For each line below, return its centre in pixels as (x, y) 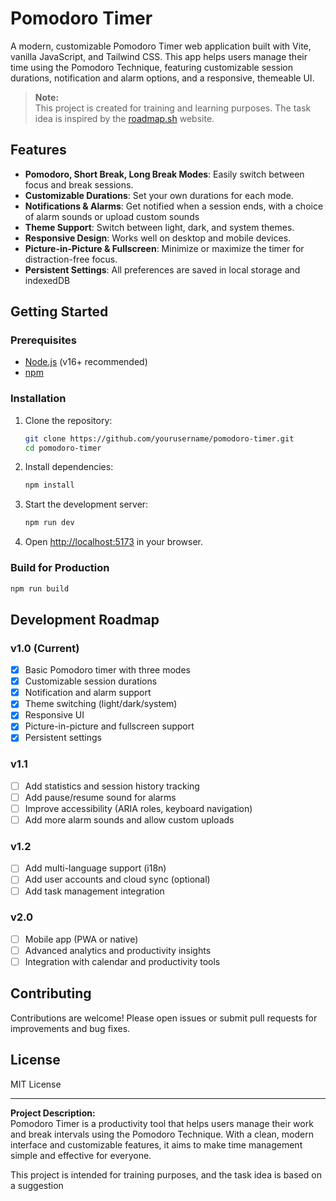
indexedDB (47, 280)
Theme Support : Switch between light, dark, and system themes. (159, 227)
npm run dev (49, 523)
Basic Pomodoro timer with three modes (107, 670)
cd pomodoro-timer (63, 448)
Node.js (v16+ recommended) (86, 362)
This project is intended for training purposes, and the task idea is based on (166, 1174)
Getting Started (59, 312)
